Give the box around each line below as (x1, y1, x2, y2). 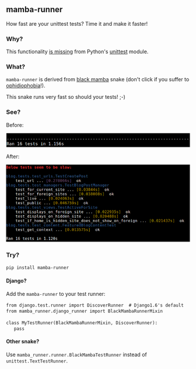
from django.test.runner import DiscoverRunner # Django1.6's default (6, 302, 184, 308)
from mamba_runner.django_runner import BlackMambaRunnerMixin (6, 308, 163, 314)
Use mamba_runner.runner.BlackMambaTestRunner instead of (6, 351, 147, 358)
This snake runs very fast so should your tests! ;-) (6, 94, 125, 101)
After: (6, 153, 20, 160)
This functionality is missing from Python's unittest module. (6, 48, 149, 55)
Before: (6, 121, 24, 128)
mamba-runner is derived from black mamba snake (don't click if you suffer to (6, 76, 190, 83)
